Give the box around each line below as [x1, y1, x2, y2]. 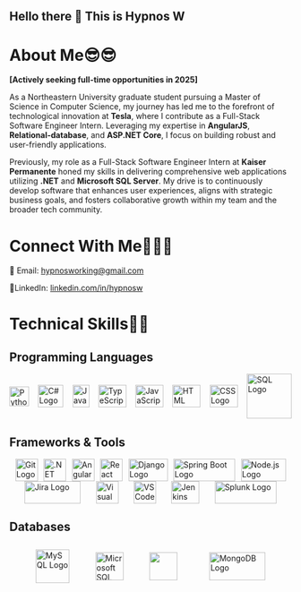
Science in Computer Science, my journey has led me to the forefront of [9, 101, 275, 112]
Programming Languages [9, 349, 154, 365]
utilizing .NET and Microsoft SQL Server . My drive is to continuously [9, 176, 263, 186]
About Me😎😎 [9, 45, 117, 65]
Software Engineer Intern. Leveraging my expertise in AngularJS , [9, 120, 251, 131]
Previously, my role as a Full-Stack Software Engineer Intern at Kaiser [9, 157, 267, 167]
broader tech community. [9, 204, 103, 215]
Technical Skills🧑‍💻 [9, 314, 150, 334]
